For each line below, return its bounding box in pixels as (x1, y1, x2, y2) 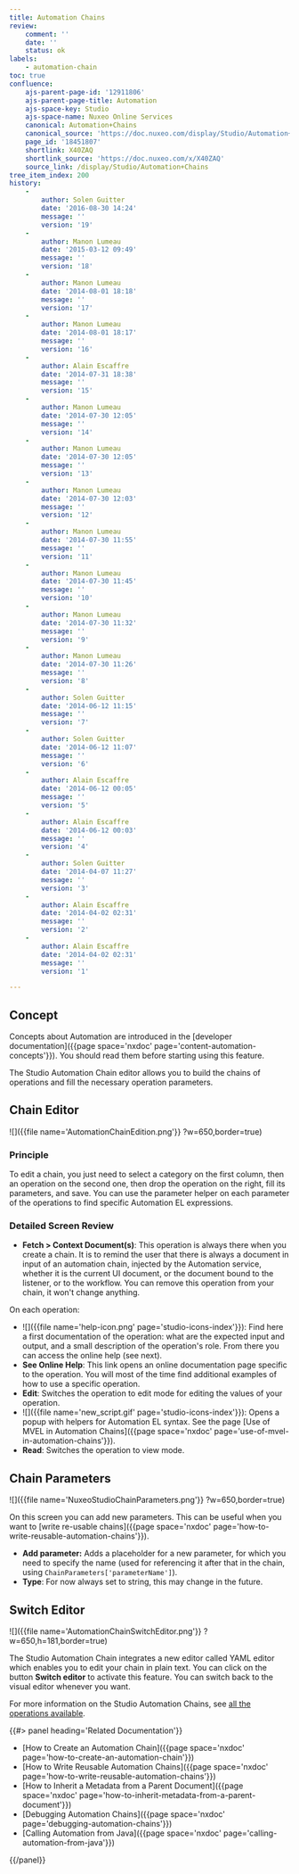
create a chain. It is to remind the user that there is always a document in (21, 1250, 289, 1260)
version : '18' (41, 262, 93, 271)
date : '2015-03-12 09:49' (41, 245, 138, 254)
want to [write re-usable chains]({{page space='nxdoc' (9, 1522, 212, 1532)
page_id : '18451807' (25, 137, 101, 146)
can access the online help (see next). (21, 1350, 163, 1361)
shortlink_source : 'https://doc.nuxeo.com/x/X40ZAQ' (25, 153, 225, 163)
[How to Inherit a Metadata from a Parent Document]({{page (21, 1780, 244, 1791)
